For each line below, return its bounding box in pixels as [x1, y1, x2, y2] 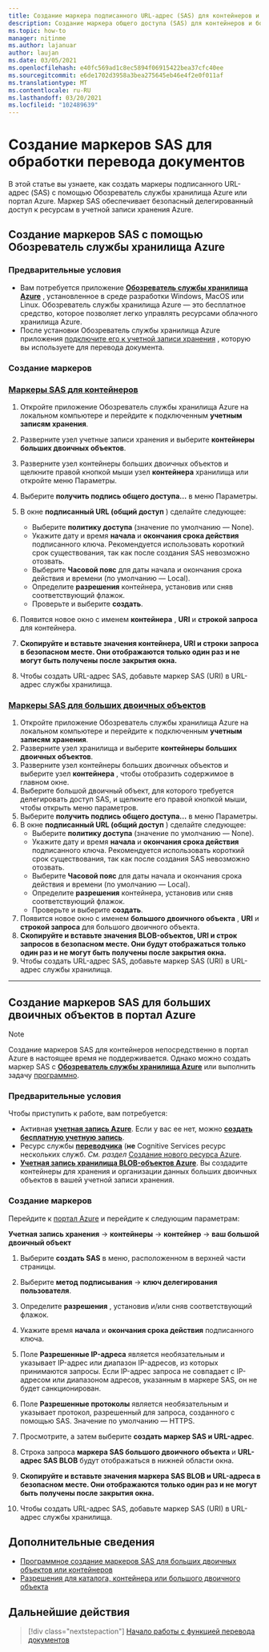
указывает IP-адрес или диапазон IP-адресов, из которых [19, 1358, 219, 1367]
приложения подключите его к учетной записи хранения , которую [19, 333, 251, 343]
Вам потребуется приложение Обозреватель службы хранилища [19, 282, 248, 293]
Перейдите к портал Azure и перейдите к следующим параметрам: [8, 1214, 240, 1223]
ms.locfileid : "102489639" [8, 101, 98, 109]
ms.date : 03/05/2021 [8, 57, 78, 65]
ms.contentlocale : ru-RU [8, 86, 91, 95]
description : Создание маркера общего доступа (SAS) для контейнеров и [8, 19, 252, 27]
